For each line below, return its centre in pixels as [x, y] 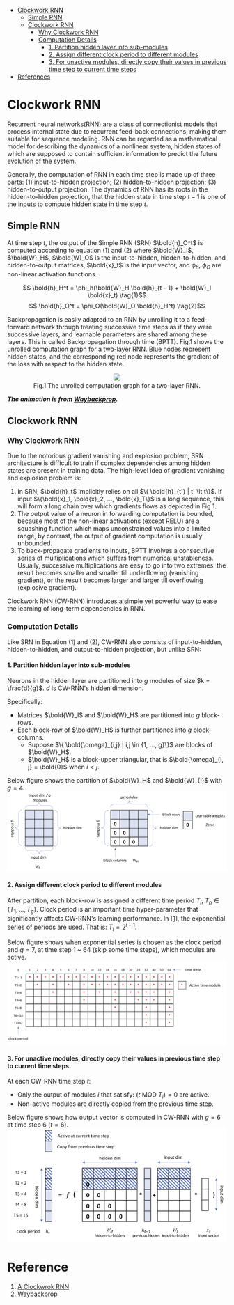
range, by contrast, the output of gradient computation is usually [110, 536]
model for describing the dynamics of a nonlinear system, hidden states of [114, 146]
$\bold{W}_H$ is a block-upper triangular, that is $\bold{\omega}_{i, [126, 759]
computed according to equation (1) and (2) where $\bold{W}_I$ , [100, 250]
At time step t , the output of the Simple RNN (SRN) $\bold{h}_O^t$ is [105, 242]
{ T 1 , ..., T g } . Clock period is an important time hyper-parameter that [103, 910]
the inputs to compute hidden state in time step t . [78, 204]
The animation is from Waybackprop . [63, 399]
